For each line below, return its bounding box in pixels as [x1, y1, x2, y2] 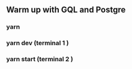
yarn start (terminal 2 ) [6, 55, 73, 64]
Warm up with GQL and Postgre [6, 5, 126, 15]
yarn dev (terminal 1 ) [6, 39, 69, 47]
